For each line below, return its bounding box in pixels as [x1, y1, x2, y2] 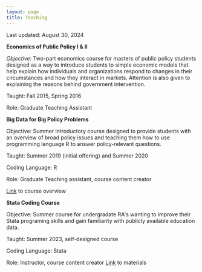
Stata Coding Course [6, 199, 60, 206]
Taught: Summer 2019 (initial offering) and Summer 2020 [6, 152, 148, 159]
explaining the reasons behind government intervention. [6, 80, 146, 88]
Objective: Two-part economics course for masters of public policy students [6, 55, 197, 62]
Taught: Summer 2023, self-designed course [6, 235, 119, 242]
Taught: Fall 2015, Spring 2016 [6, 92, 82, 99]
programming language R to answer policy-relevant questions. [6, 140, 161, 147]
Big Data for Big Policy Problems [6, 116, 89, 123]
